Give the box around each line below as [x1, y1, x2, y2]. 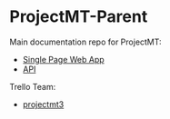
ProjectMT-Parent [9, 6, 148, 27]
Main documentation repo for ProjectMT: [9, 36, 162, 47]
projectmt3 [22, 98, 65, 110]
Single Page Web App [22, 54, 105, 64]
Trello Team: [9, 81, 56, 92]
